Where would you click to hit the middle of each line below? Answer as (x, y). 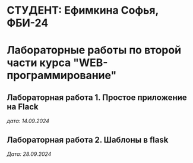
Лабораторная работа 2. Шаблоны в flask (88, 140)
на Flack (23, 107)
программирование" (62, 76)
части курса (39, 63)
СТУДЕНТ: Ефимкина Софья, (83, 10)
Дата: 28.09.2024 (29, 154)
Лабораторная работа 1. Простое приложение (97, 97)
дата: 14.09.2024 (28, 121)
